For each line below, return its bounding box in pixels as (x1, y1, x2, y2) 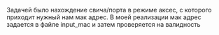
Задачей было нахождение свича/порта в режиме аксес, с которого (6, 6, 212, 14)
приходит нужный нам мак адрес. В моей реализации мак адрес (6, 13, 202, 21)
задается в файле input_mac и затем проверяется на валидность (6, 21, 201, 28)
